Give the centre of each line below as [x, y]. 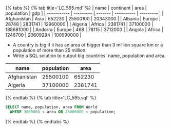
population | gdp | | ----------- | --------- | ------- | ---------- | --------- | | [84, 13]
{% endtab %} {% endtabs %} [37, 121]
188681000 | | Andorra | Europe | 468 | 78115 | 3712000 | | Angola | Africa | [84, 30]
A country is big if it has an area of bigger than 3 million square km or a [88, 45]
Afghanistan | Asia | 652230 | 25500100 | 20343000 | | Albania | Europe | [83, 19]
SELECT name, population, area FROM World [51, 107]
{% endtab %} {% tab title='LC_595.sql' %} [51, 98]
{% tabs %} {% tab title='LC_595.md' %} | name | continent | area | [76, 8]
